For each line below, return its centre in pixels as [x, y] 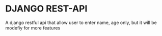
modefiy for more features [33, 27]
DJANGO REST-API [46, 9]
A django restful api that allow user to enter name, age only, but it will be [81, 22]
